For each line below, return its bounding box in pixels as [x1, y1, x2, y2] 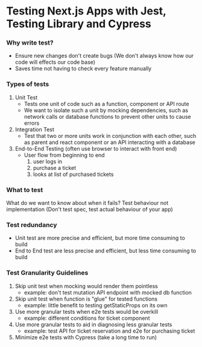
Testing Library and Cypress [6, 17, 152, 31]
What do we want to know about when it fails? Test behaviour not [6, 199, 169, 207]
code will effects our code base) [14, 58, 95, 66]
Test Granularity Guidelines [6, 269, 89, 277]
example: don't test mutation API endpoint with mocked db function [24, 289, 192, 296]
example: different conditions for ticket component [24, 314, 150, 322]
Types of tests [6, 80, 49, 89]
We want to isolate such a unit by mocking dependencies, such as [24, 107, 189, 114]
